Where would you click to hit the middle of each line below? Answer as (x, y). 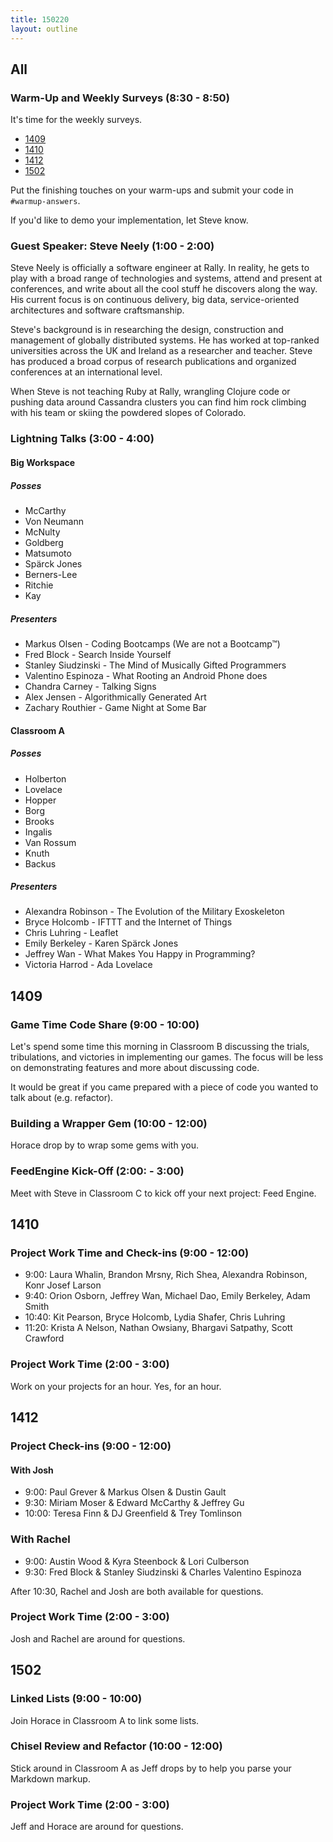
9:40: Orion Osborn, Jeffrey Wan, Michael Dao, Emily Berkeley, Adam (167, 1296)
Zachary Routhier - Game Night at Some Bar (115, 707)
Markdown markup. (50, 1778)
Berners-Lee (51, 574)
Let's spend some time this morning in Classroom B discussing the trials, (160, 1047)
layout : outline (44, 29)
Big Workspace (43, 462)
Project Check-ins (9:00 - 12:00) (91, 1446)
